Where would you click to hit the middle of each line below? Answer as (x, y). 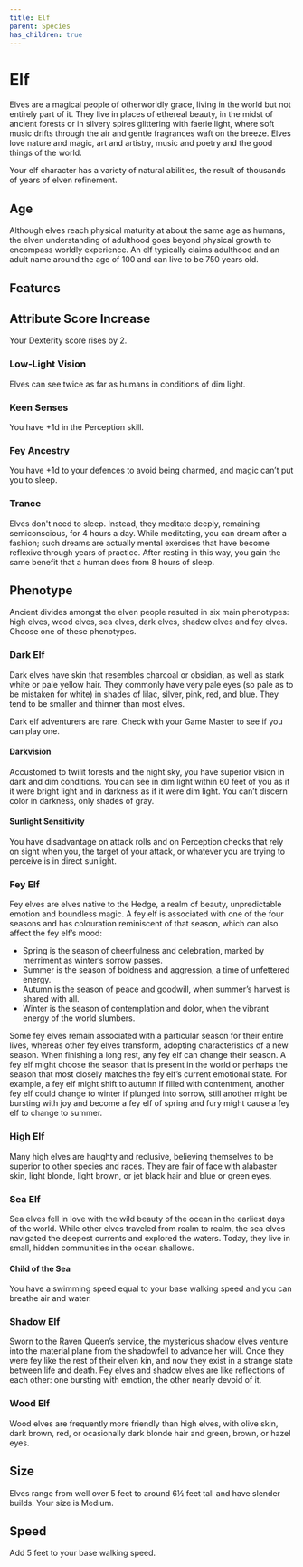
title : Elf (30, 18)
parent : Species (40, 26)
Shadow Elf (35, 1322)
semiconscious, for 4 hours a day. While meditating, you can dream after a (148, 533)
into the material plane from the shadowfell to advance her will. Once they (147, 1351)
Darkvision (30, 752)
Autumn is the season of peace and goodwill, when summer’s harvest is (156, 989)
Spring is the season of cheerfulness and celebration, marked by (143, 951)
